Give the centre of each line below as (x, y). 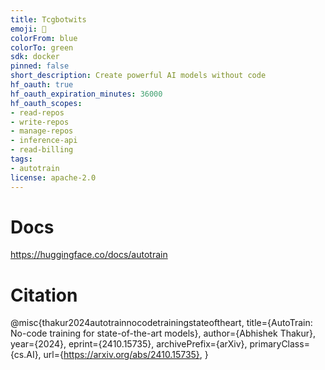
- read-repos (37, 112)
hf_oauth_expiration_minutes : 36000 (86, 94)
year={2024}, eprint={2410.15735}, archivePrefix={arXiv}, (129, 344)
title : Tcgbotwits (48, 19)
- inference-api (44, 141)
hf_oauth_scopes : (46, 103)
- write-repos (40, 122)
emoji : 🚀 (28, 29)
